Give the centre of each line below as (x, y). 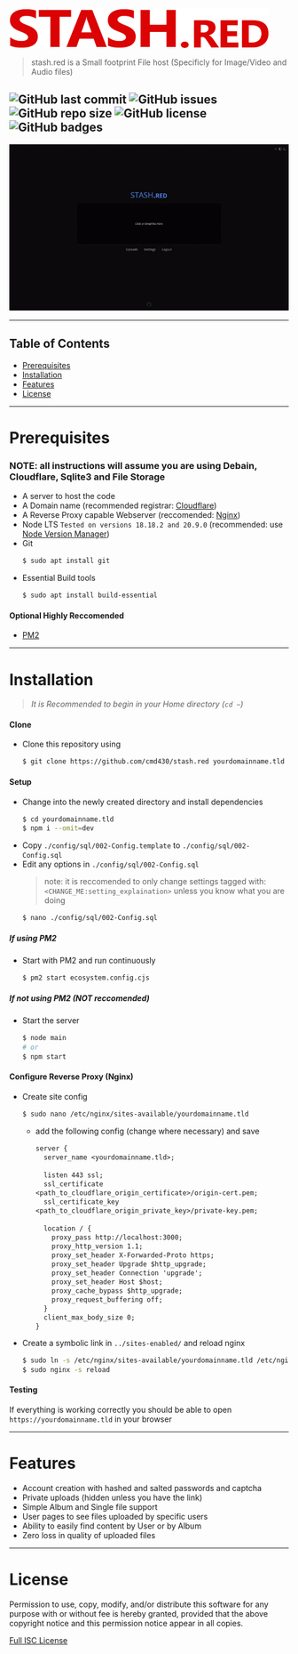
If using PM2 (33, 938)
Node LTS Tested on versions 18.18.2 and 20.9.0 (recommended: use (153, 525)
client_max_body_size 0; (89, 1317)
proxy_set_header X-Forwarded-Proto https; (133, 1255)
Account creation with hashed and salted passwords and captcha (142, 1488)
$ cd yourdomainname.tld (68, 819)
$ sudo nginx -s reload (66, 1369)
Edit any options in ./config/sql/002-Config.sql (110, 864)
